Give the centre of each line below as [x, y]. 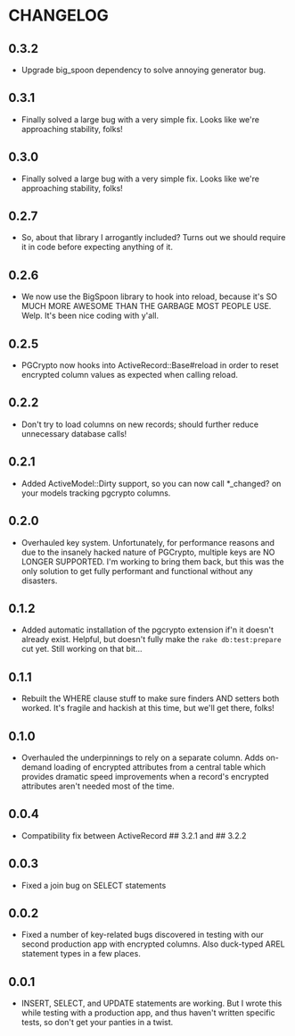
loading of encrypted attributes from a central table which [160, 767]
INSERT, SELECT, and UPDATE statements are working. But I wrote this [152, 1003]
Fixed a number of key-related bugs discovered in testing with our [142, 935]
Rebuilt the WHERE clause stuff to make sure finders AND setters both [150, 698]
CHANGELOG [58, 16]
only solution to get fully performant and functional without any [137, 571]
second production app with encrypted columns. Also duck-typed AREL [153, 944]
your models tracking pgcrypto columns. [96, 493]
